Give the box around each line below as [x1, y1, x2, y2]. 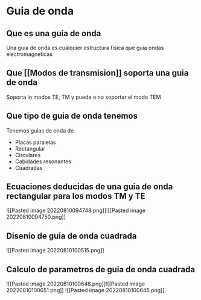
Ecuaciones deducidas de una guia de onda [6, 182, 173, 192]
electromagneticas [6, 51, 53, 58]
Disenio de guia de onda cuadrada [6, 231, 137, 241]
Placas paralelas [14, 139, 56, 146]
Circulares [14, 151, 41, 158]
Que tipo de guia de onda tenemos [6, 111, 138, 121]
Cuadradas [14, 164, 43, 171]
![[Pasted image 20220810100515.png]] [6, 247, 104, 254]
